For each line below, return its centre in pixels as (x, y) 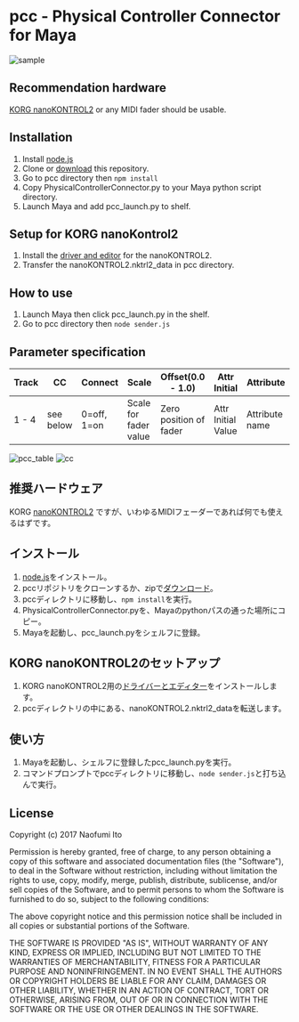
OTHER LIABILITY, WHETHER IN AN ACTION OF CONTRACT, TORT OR (139, 991)
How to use (41, 292)
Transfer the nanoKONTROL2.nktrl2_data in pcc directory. (128, 265)
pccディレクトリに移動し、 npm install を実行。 (109, 599)
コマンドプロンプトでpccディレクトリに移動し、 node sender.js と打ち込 (154, 774)
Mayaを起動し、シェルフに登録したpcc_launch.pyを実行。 (129, 762)
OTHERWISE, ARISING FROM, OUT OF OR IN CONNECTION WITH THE (139, 1000)
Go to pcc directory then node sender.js (96, 324)
